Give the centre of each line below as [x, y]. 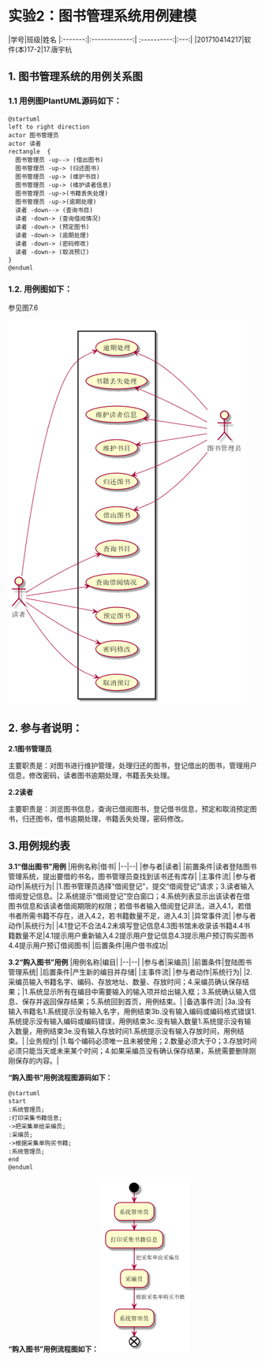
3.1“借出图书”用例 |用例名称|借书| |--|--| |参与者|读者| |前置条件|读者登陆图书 [132, 866]
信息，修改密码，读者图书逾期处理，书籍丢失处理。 [91, 775]
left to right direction [49, 127]
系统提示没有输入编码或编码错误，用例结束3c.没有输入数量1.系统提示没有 [126, 1021]
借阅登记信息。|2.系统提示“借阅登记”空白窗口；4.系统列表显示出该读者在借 [129, 896]
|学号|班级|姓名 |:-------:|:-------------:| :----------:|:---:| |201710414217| [126, 39]
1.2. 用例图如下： [40, 289]
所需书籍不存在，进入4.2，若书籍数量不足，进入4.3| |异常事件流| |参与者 [139, 915]
